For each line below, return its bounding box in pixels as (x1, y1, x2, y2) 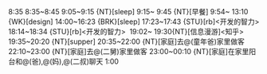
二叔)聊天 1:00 (72, 56, 120, 66)
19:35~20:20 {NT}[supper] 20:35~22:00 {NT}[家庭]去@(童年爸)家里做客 (8, 37, 245, 46)
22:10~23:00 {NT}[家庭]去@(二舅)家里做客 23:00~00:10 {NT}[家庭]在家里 (8, 47, 249, 56)
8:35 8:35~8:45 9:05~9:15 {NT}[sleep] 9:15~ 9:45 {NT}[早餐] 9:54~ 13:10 (8, 7, 249, 16)
